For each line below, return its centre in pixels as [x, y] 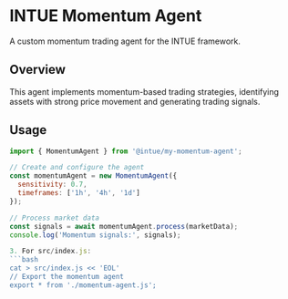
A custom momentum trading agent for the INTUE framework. [125, 41]
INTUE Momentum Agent [106, 16]
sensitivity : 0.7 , [53, 185]
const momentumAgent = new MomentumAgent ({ [93, 176]
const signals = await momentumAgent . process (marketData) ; [124, 226]
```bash [24, 260]
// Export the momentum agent [67, 277]
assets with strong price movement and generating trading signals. [135, 101]
